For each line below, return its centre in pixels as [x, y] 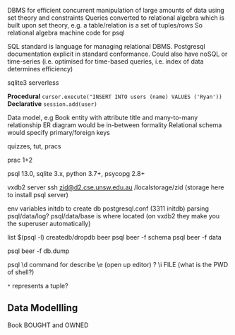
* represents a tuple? [38, 286]
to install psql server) [38, 195]
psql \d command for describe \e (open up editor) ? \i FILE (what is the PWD [118, 265]
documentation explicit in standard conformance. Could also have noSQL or [117, 54]
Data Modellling [43, 308]
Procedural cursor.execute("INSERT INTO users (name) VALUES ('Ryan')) [115, 96]
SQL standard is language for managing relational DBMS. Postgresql [107, 46]
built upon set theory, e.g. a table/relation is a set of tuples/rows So [105, 25]
